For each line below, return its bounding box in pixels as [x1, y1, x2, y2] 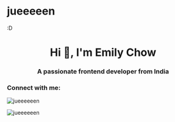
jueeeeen [7, 4, 55, 18]
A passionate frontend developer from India [37, 67, 170, 76]
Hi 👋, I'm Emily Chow [49, 46, 157, 59]
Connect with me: [7, 83, 61, 92]
